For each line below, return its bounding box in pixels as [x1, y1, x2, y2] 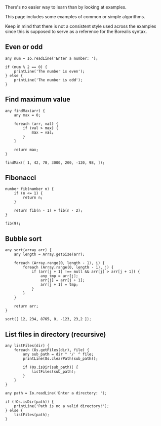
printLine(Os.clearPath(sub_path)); [23, 356, 98, 361]
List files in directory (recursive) [5, 330, 106, 339]
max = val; [31, 130, 54, 135]
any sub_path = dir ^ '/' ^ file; [23, 352, 94, 357]
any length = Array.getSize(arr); [14, 252, 85, 257]
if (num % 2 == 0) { [5, 64, 48, 70]
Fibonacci [5, 174, 36, 182]
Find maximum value [5, 95, 71, 104]
